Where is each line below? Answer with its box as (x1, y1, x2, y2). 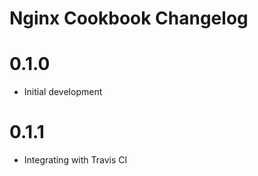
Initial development (23, 86, 103, 98)
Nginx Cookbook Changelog (9, 7, 249, 30)
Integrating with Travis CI (23, 154, 128, 166)
